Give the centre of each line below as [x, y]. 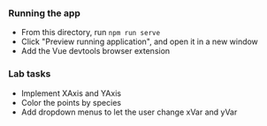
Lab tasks [30, 74]
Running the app [45, 13]
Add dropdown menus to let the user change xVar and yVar [129, 112]
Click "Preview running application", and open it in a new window [139, 41]
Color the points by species [71, 102]
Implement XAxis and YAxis [71, 93]
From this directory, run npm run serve [91, 33]
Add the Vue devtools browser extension [95, 51]
